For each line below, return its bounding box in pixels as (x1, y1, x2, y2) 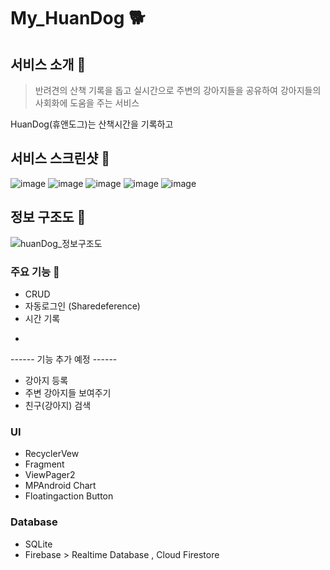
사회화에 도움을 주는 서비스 (34, 97, 140, 109)
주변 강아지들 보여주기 (24, 386, 112, 399)
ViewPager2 (24, 469, 76, 481)
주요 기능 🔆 (10, 265, 60, 279)
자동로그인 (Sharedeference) (24, 300, 141, 312)
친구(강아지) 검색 (24, 399, 92, 411)
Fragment (24, 458, 65, 470)
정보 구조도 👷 (10, 209, 87, 226)
